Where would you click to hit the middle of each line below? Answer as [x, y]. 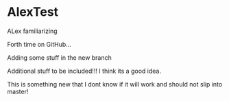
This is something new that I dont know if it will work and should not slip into [115, 84]
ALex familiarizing [32, 31]
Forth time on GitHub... [39, 44]
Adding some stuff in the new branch [59, 57]
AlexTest [33, 12]
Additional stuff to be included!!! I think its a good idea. [84, 71]
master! [18, 91]
